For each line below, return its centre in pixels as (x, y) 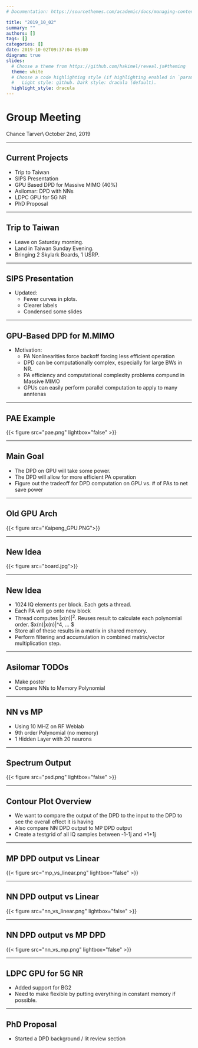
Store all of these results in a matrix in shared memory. (81, 631)
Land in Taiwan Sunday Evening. (54, 248)
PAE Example (31, 418)
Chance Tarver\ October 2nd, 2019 (48, 134)
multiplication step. (38, 643)
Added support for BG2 (43, 988)
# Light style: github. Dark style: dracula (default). (84, 83)
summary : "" (21, 28)
